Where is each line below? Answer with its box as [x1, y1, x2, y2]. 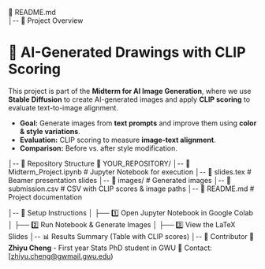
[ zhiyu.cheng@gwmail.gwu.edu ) [8, 251, 114, 260]
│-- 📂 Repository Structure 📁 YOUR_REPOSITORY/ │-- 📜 [8, 159, 191, 168]
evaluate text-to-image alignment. [8, 103, 118, 112]
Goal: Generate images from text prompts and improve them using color [19, 118, 257, 128]
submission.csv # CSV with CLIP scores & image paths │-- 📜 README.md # [8, 184, 255, 193]
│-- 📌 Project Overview [8, 16, 84, 25]
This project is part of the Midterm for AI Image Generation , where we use [8, 86, 252, 95]
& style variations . [19, 126, 80, 136]
